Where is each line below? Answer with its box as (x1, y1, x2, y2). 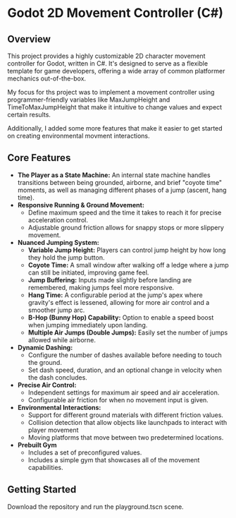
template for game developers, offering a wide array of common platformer (7, 67, 225, 75)
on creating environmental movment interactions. (7, 132, 150, 140)
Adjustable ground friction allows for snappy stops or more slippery (27, 223, 224, 231)
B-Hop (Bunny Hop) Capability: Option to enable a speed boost (27, 313, 214, 322)
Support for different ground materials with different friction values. (27, 411, 224, 419)
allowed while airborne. (27, 335, 97, 344)
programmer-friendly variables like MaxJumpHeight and (7, 95, 170, 104)
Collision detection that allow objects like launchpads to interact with (27, 418, 228, 426)
